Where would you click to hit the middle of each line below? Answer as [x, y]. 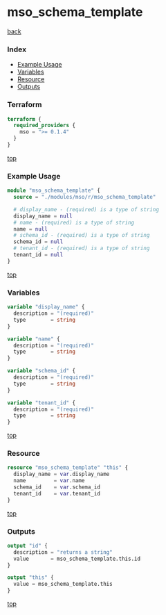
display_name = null [43, 216]
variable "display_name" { [46, 307]
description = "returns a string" [63, 552]
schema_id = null [38, 242]
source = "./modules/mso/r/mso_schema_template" [85, 197]
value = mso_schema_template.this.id [77, 559]
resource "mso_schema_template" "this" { [68, 468]
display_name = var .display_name [62, 474]
